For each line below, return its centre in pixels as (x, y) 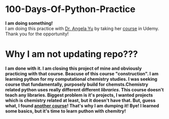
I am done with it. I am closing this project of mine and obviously (73, 68)
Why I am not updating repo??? (72, 54)
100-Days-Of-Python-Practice (70, 9)
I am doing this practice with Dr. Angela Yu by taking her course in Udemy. (82, 28)
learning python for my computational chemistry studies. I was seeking (81, 79)
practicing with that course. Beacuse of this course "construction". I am (82, 73)
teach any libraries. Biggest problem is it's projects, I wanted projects (79, 95)
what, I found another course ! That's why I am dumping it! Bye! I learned (82, 105)
